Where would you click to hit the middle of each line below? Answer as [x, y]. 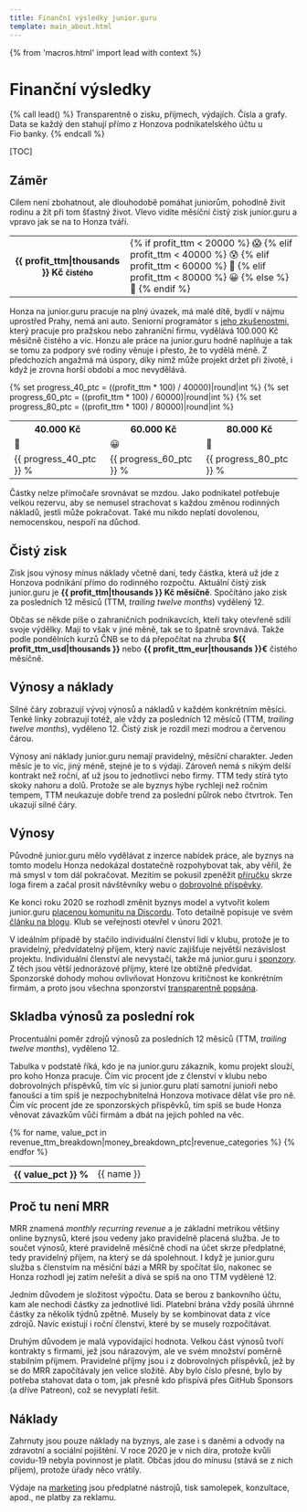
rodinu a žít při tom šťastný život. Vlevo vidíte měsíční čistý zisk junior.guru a [153, 212]
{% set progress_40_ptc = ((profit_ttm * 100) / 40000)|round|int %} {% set [149, 387]
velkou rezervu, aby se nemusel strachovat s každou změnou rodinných [145, 502]
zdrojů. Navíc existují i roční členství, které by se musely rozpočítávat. [141, 1324]
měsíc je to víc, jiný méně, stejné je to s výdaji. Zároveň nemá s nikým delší [150, 766]
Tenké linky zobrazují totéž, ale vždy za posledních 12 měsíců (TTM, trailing [152, 719]
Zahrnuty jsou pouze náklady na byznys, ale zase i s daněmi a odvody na [147, 1441]
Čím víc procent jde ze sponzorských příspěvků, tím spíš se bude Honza [145, 1105]
